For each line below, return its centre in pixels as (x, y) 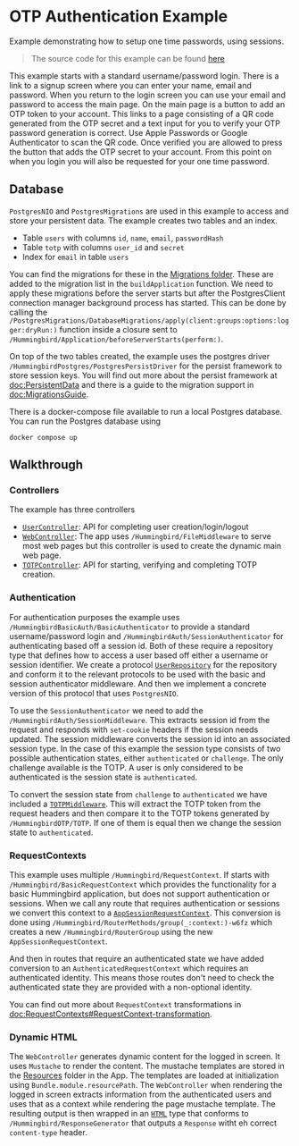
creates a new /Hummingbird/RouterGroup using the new (111, 932)
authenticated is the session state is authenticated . (104, 777)
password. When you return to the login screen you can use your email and (147, 95)
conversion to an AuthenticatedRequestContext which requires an (129, 968)
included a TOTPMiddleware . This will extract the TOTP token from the (135, 804)
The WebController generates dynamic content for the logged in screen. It (145, 1057)
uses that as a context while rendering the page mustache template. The (142, 1104)
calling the (28, 312)
